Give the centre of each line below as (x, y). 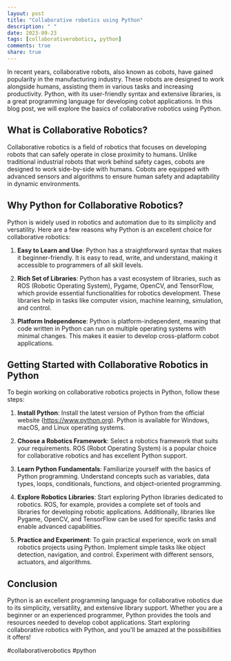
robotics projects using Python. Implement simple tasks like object (111, 548)
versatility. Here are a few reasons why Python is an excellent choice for (110, 230)
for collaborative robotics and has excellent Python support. (102, 456)
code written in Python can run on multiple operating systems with (111, 328)
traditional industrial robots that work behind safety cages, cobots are (106, 161)
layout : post (26, 13)
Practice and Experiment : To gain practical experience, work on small (117, 540)
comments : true (29, 46)
